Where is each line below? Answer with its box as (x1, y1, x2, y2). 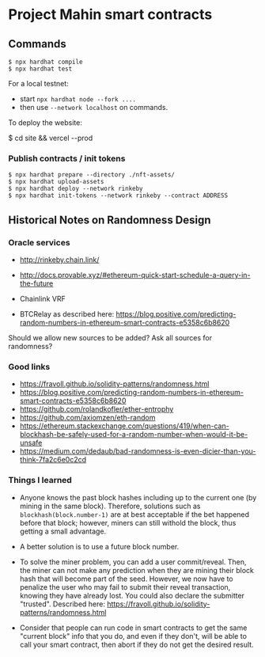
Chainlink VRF (19, 294, 66, 303)
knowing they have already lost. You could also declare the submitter (19, 591, 245, 600)
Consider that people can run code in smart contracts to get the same (19, 623, 248, 632)
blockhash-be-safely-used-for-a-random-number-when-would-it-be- (19, 430, 248, 439)
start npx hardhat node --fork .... (19, 94, 137, 104)
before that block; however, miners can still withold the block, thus (19, 518, 237, 527)
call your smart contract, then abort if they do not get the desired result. (19, 640, 255, 649)
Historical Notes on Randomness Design (8, 213, 211, 226)
